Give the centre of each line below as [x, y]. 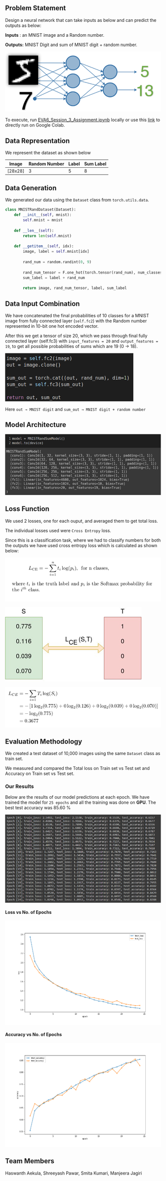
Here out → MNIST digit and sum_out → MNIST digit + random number [75, 409]
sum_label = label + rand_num [54, 278]
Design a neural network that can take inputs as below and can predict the [81, 20]
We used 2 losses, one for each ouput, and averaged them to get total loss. [82, 521]
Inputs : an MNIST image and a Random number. [55, 35]
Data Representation [38, 141]
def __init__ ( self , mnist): [43, 215]
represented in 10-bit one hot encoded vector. [52, 326]
